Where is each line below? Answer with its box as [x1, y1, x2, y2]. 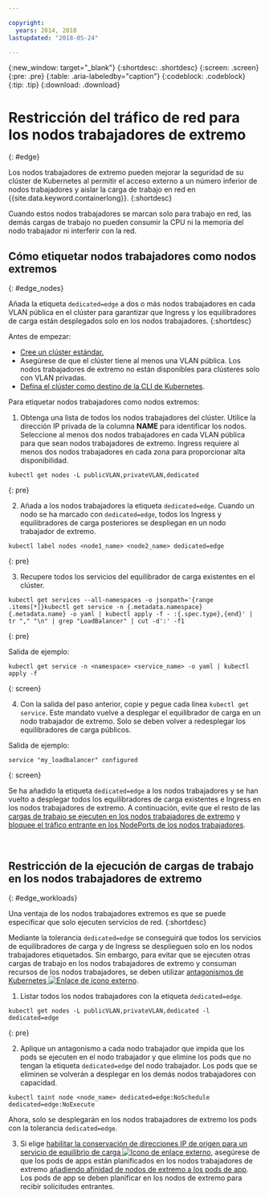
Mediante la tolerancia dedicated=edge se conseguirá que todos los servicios [8, 932, 262, 943]
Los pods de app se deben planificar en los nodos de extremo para [19, 1173, 243, 1183]
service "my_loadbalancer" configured [8, 757, 138, 765]
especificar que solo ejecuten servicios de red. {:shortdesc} [8, 917, 207, 926]
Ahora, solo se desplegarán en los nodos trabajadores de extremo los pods [8, 1114, 257, 1124]
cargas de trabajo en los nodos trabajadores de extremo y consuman [8, 958, 237, 968]
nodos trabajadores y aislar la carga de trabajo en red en [8, 184, 196, 194]
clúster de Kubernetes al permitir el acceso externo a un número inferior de [8, 176, 258, 186]
